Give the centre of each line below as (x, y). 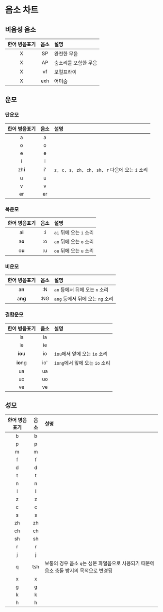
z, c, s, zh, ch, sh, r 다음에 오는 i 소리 (101, 170)
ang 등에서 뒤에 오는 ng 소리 (84, 299)
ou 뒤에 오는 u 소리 (74, 251)
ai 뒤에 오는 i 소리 (74, 233)
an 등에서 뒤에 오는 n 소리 (81, 290)
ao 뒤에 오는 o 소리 (74, 241)
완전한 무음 (66, 54)
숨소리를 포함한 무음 (76, 63)
